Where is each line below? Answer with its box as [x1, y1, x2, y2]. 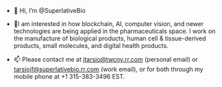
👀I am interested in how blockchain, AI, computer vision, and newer [13, 20, 204, 27]
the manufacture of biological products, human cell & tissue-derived [13, 34, 207, 42]
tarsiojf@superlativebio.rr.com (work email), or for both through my [13, 65, 203, 73]
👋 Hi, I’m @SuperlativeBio [13, 7, 86, 14]
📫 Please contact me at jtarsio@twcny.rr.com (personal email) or [13, 55, 199, 63]
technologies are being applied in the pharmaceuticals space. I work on [13, 27, 216, 35]
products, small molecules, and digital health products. [13, 42, 169, 49]
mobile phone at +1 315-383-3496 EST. [13, 73, 125, 80]
